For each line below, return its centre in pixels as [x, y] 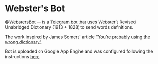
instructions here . [23, 56]
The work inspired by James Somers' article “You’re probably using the [78, 37]
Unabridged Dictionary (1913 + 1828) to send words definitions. [69, 27]
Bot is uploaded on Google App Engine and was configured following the [79, 51]
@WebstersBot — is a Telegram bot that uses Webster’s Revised [71, 22]
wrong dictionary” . [24, 42]
